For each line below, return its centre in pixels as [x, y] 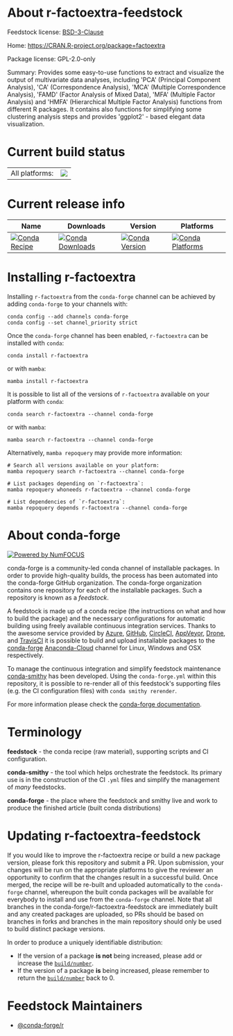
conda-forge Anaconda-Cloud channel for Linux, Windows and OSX [104, 647]
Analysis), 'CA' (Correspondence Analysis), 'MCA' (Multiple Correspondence [116, 87]
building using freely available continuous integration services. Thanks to [112, 625]
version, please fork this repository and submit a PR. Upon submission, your [115, 863]
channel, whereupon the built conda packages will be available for [119, 892]
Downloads [86, 226]
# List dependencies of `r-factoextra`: [67, 502]
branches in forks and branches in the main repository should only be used [114, 922]
